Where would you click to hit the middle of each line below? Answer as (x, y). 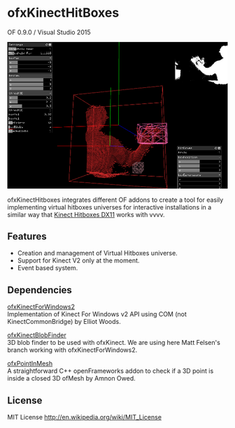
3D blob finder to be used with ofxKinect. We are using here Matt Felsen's (114, 343)
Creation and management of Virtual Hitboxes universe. (98, 253)
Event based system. (48, 268)
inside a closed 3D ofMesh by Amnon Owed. (72, 378)
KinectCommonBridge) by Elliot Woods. (64, 322)
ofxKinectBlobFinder (37, 335)
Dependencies (40, 290)
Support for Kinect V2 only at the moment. (78, 260)
